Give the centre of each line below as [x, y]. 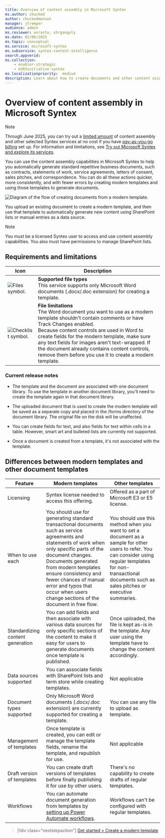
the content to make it [71, 637]
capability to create [132, 773]
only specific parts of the [75, 549]
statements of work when [75, 543]
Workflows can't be [132, 800]
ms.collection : [21, 60]
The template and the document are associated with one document [80, 386]
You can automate [67, 794]
